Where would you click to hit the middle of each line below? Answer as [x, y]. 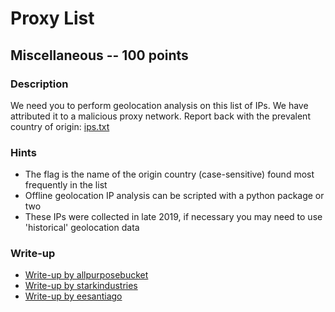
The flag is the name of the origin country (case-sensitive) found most [169, 174]
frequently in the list [66, 185]
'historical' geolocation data [82, 228]
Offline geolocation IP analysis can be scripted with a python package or [174, 196]
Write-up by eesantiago [73, 296]
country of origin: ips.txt [60, 126]
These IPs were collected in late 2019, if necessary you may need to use [173, 217]
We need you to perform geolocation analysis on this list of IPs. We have [159, 105]
